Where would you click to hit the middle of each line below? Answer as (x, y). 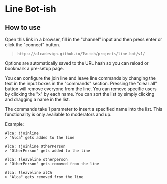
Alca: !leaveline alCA (29, 173)
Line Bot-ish (31, 9)
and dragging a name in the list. (38, 99)
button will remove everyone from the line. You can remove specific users (81, 89)
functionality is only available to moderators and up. (58, 114)
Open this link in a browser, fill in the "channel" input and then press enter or (83, 39)
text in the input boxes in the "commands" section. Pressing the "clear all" (81, 84)
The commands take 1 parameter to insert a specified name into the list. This (84, 109)
